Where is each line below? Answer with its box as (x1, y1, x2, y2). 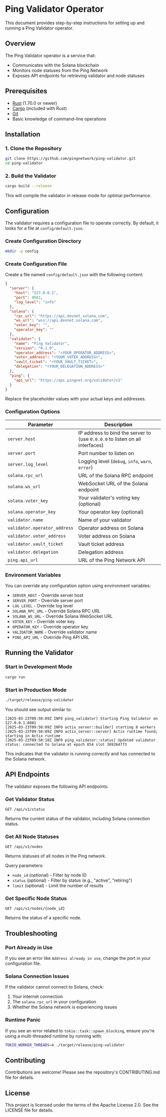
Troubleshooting (5, 929, 58, 938)
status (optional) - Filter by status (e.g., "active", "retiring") (12, 877, 132, 883)
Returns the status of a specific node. (5, 915, 82, 921)
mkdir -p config (5, 249, 39, 254)
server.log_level (7, 461, 48, 467)
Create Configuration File (5, 260, 67, 267)
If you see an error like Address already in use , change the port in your (5, 955, 151, 961)
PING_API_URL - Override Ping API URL (12, 634, 90, 641)
